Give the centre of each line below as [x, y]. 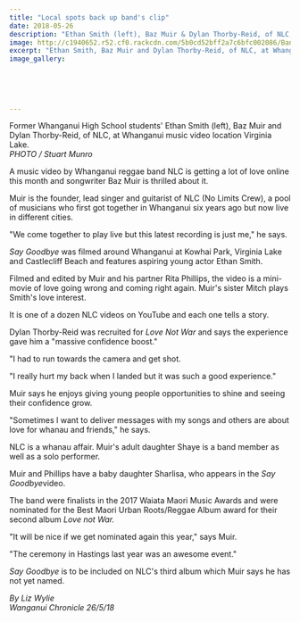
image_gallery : [37, 59]
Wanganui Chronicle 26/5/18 [62, 608]
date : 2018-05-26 [42, 26]
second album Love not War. [62, 519]
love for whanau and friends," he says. [80, 430]
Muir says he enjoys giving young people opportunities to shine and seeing [147, 394]
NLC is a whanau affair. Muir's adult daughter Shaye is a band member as [144, 447]
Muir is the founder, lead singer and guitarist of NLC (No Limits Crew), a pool [150, 198]
